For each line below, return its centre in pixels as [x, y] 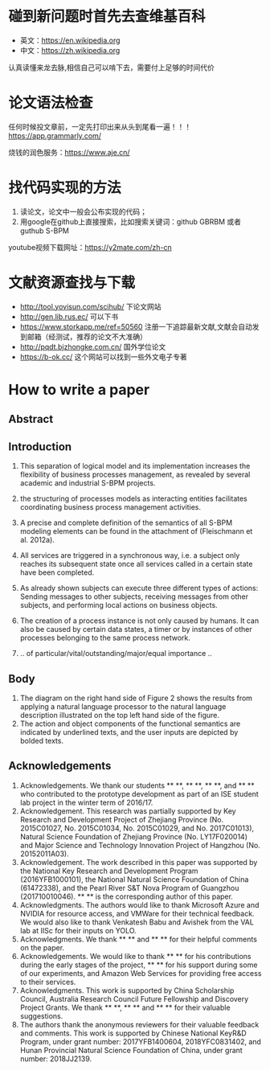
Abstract [31, 419]
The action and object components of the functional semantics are [130, 724]
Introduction [40, 447]
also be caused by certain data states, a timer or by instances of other [136, 629]
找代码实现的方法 [65, 188]
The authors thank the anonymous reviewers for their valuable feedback [139, 1024]
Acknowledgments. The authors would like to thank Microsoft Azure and [139, 904]
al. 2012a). [37, 540]
